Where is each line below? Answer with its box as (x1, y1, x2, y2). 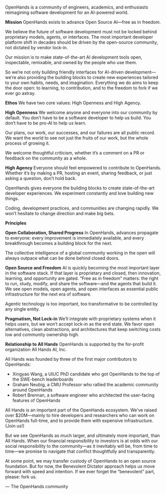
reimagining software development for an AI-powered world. (5, 9, 129, 15)
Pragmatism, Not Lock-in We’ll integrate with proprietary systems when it (5, 316, 156, 322)
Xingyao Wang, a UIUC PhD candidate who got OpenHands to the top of (12, 371, 160, 377)
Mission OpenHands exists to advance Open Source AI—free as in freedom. (5, 19, 161, 25)
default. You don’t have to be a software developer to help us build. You (5, 115, 151, 121)
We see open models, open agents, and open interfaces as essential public (5, 286, 159, 292)
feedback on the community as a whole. (5, 155, 87, 161)
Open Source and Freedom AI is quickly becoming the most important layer (5, 265, 160, 270)
